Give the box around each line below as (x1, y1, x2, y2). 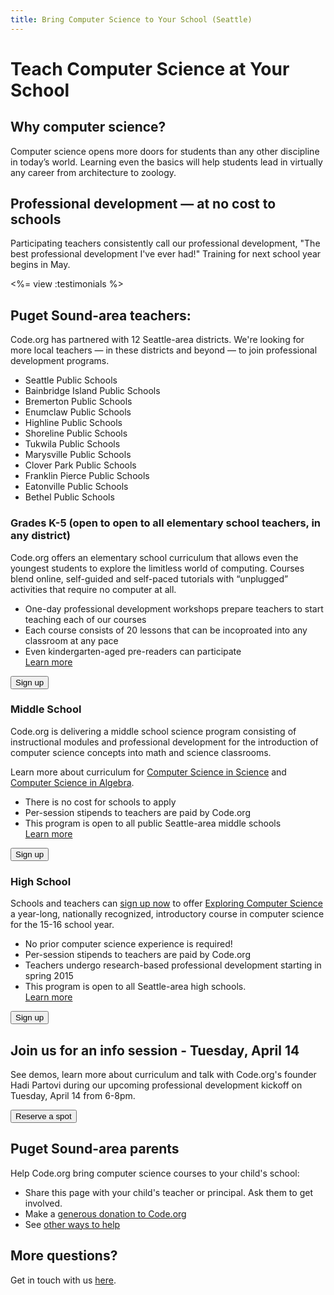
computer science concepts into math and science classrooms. (10, 746, 272, 758)
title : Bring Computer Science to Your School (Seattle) (10, 14, 253, 25)
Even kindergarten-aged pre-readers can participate (24, 645, 242, 657)
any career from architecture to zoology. (10, 166, 177, 178)
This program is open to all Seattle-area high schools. (24, 981, 247, 993)
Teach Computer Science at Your (10, 57, 290, 80)
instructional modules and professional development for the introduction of (10, 736, 319, 748)
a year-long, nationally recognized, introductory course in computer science (10, 908, 325, 920)
